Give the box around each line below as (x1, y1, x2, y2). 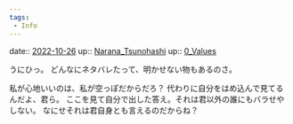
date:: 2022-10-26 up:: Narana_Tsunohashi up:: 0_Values (9, 45, 216, 56)
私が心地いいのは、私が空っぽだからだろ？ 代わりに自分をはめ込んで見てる (9, 82, 284, 93)
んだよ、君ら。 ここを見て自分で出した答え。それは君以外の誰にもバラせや (9, 94, 285, 105)
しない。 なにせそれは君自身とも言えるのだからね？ (9, 105, 199, 115)
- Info (12, 21, 38, 30)
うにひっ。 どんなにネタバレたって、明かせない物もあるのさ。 (9, 64, 238, 74)
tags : (9, 12, 29, 22)
